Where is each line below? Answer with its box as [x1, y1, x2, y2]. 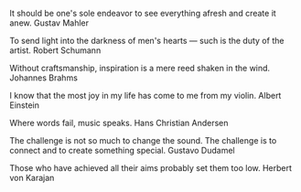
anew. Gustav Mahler [9, 17, 90, 28]
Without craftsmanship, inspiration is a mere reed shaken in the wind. [9, 63, 271, 73]
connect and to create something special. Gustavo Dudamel [9, 145, 235, 155]
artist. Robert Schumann [9, 45, 102, 56]
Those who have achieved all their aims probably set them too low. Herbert [9, 163, 293, 173]
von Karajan [9, 173, 55, 183]
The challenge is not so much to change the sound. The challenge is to [9, 135, 277, 145]
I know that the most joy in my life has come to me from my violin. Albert [9, 91, 282, 101]
